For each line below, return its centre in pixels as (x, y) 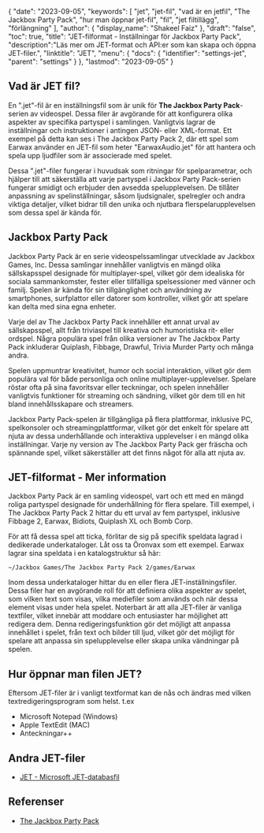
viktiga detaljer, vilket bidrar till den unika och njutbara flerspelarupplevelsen (132, 204)
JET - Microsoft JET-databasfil (69, 777)
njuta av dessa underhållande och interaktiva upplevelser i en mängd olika (128, 435)
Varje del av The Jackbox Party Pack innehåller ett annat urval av (114, 321)
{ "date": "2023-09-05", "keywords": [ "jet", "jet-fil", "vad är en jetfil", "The (129, 11)
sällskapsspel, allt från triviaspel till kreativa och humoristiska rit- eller (121, 330)
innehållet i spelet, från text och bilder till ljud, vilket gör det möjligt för (121, 632)
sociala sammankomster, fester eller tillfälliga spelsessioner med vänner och (132, 281)
